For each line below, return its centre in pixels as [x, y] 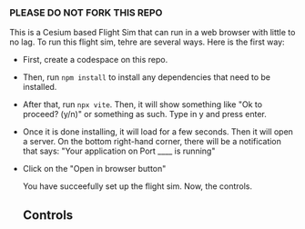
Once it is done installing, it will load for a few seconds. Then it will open [158, 132]
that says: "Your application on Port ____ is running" [119, 151]
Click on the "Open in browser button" [94, 169]
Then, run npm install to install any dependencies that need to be [147, 77]
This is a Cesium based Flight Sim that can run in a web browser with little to [152, 33]
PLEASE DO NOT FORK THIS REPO [86, 13]
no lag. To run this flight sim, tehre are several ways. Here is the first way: [147, 42]
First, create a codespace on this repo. [95, 60]
